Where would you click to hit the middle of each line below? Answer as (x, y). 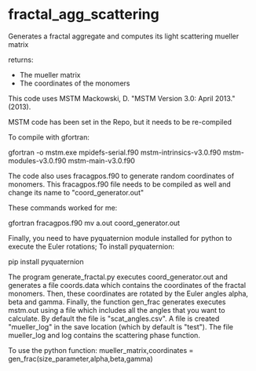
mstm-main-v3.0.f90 (102, 160)
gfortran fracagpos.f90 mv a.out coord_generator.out (94, 223)
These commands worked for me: (63, 207)
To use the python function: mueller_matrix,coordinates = (101, 350)
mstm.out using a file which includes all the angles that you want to (117, 310)
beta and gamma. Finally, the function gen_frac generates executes (117, 302)
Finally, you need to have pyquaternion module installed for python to (120, 238)
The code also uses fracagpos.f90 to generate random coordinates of (121, 176)
